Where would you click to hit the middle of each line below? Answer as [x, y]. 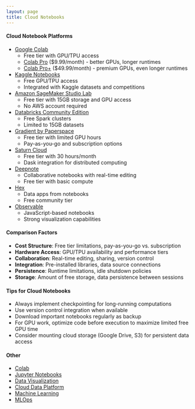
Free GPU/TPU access [51, 80]
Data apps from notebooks [56, 194]
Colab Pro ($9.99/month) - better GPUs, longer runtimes [92, 62]
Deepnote [27, 169]
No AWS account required [55, 106]
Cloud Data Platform [39, 387]
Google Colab [31, 49]
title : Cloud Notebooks [35, 17]
